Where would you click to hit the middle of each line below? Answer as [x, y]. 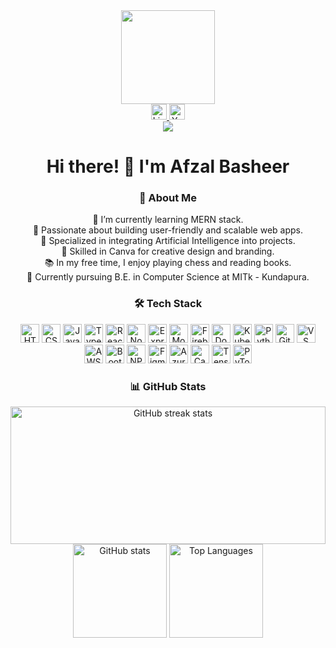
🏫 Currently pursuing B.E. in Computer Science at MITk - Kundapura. [168, 277]
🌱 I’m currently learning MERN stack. [168, 220]
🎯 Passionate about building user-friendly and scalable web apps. [168, 230]
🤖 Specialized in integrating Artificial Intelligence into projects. [168, 241]
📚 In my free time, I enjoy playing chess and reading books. [168, 263]
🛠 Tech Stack [168, 304]
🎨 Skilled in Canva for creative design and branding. [168, 251]
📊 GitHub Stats [168, 386]
